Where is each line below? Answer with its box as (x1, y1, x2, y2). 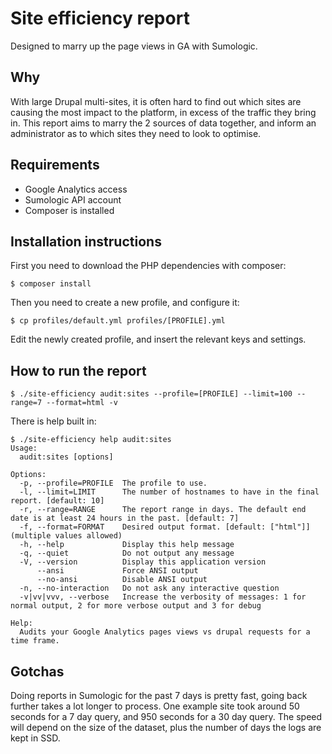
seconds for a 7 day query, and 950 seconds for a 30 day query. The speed (10, 711, 323, 722)
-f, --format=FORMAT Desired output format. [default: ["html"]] (19, 522, 311, 532)
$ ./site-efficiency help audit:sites (10, 435, 172, 445)
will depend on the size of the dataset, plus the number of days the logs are (10, 722, 322, 733)
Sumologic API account (24, 193, 122, 206)
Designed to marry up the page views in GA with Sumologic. (10, 40, 258, 52)
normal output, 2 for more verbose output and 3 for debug (10, 601, 262, 611)
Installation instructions (10, 233, 162, 250)
